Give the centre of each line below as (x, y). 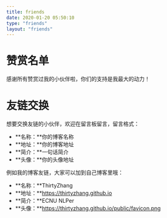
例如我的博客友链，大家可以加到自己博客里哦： (65, 173)
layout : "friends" (29, 29)
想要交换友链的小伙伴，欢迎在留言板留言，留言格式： (73, 124)
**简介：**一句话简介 (42, 152)
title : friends (26, 12)
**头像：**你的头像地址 (44, 160)
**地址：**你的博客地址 (44, 144)
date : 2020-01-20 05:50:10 (40, 18)
